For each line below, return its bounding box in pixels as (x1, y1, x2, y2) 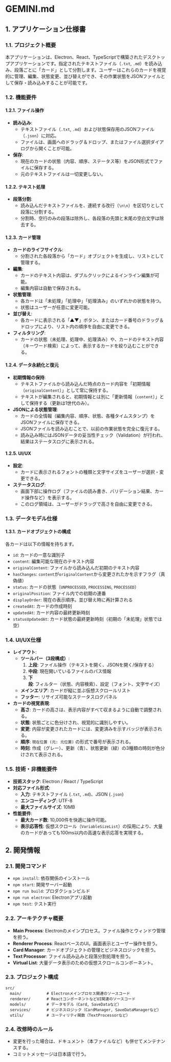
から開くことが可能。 (29, 146, 75, 151)
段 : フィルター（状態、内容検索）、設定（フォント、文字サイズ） (28, 681, 163, 687)
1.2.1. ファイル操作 (5, 107, 45, 113)
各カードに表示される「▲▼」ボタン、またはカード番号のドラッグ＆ (20, 317, 164, 323)
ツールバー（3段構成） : (20, 656, 70, 662)
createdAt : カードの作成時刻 (12, 603, 73, 609)
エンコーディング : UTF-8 (20, 798, 73, 804)
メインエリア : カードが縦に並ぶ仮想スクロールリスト (20, 687, 131, 693)
